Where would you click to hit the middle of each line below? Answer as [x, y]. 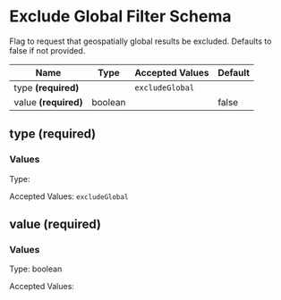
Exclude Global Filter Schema [120, 17]
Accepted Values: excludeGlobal [69, 196]
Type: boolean [36, 269]
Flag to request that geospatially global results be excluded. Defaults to [140, 41]
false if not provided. [47, 50]
